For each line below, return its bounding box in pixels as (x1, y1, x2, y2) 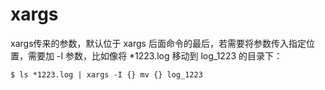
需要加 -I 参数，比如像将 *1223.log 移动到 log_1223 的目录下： (27, 49, 283, 62)
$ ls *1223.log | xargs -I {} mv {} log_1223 (10, 69, 203, 80)
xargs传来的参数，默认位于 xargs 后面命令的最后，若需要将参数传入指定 (10, 37, 307, 49)
